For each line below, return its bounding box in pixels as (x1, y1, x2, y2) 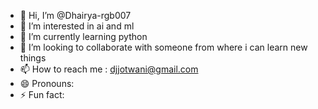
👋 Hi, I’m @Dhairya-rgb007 (19, 10, 132, 21)
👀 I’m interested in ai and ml (19, 20, 135, 32)
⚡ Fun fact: (19, 89, 65, 100)
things (19, 52, 47, 64)
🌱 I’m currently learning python (19, 31, 148, 42)
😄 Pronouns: (19, 78, 75, 89)
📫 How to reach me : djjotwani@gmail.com (19, 63, 199, 75)
